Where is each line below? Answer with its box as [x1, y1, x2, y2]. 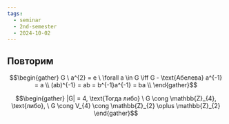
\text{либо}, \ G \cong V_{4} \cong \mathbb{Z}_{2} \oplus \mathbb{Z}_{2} [11, 102, 221, 110]
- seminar [13, 17, 41, 24]
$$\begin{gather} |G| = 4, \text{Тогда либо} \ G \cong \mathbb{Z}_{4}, [15, 94, 217, 103]
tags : [7, 10, 23, 17]
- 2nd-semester [13, 23, 57, 30]
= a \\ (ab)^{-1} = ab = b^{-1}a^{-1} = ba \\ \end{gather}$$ [34, 81, 198, 89]
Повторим [7, 55, 54, 67]
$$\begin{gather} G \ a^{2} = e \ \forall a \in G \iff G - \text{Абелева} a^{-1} [9, 73, 223, 82]
